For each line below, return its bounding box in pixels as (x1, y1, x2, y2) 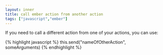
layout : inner (5, 7, 35, 12)
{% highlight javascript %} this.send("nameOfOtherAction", (5, 39, 126, 45)
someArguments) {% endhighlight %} (5, 45, 82, 51)
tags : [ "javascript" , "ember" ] (5, 16, 68, 21)
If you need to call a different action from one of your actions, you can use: (5, 30, 159, 36)
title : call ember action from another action (5, 12, 103, 17)
